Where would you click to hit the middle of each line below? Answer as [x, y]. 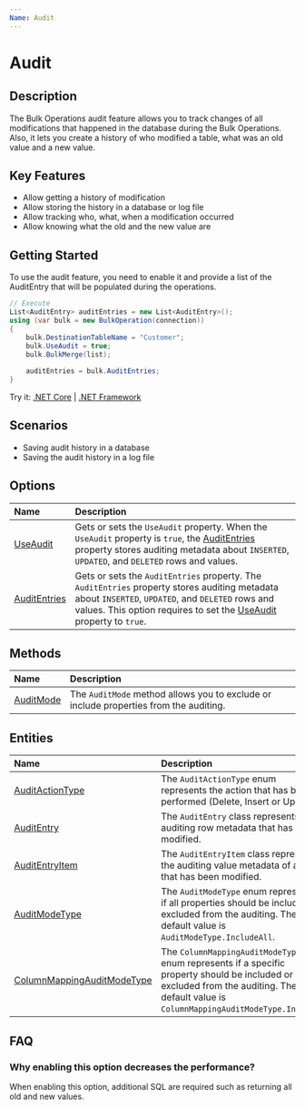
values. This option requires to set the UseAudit [176, 610]
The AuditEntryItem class [216, 854]
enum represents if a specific [223, 963]
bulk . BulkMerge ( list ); [69, 354]
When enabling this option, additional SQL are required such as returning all [151, 1086]
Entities [31, 738]
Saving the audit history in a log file [89, 457]
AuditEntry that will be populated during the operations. [113, 287]
